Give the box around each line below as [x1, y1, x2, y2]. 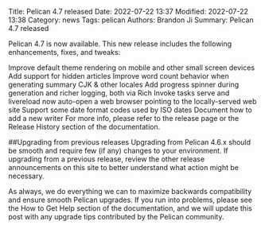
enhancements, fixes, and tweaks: [8, 48, 121, 56]
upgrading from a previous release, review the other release [8, 154, 205, 164]
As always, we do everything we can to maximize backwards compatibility [8, 187, 252, 196]
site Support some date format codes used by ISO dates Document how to [8, 105, 252, 114]
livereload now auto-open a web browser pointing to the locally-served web [8, 97, 257, 106]
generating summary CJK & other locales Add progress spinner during [8, 80, 240, 89]
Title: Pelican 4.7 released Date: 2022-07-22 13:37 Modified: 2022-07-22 [8, 7, 249, 16]
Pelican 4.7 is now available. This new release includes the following [8, 39, 232, 49]
